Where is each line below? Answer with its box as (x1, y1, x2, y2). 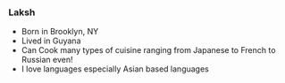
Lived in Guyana (21, 35, 81, 46)
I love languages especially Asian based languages (21, 64, 209, 74)
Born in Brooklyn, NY (21, 26, 99, 37)
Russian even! (21, 55, 73, 65)
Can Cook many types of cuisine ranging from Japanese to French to (21, 45, 276, 56)
